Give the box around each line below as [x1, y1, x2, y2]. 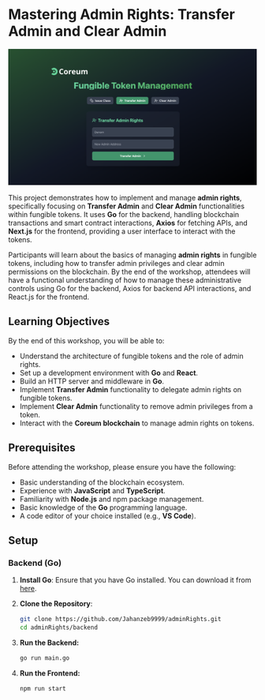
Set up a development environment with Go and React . [19, 368, 199, 377]
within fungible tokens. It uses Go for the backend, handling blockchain [8, 210, 240, 219]
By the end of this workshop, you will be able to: [8, 335, 165, 345]
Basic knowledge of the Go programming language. [19, 503, 188, 512]
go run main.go [19, 654, 70, 662]
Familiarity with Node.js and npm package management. [19, 494, 204, 503]
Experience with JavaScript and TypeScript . [19, 485, 166, 495]
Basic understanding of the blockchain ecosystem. [19, 477, 185, 487]
